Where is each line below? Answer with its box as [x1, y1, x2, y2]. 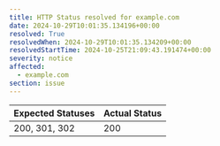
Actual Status [102, 107, 162, 119]
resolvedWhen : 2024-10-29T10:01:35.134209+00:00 [9, 37, 192, 47]
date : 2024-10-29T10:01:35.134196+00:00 [9, 21, 161, 30]
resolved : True [9, 29, 65, 38]
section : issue [9, 79, 65, 88]
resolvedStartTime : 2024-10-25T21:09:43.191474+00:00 [9, 46, 212, 55]
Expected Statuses [13, 107, 95, 119]
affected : [9, 63, 46, 72]
